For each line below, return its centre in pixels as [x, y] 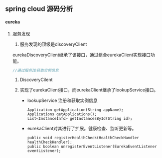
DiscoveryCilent [36, 80]
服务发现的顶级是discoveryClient [53, 44]
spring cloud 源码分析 [39, 9]
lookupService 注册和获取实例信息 [63, 100]
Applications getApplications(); [62, 114]
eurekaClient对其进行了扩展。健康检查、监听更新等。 [82, 129]
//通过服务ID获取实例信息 [35, 70]
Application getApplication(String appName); [75, 110]
